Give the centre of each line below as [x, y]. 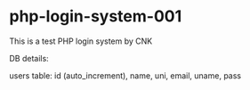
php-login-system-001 [96, 16]
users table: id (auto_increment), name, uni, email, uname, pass [125, 75]
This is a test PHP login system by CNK [81, 41]
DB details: [29, 58]
